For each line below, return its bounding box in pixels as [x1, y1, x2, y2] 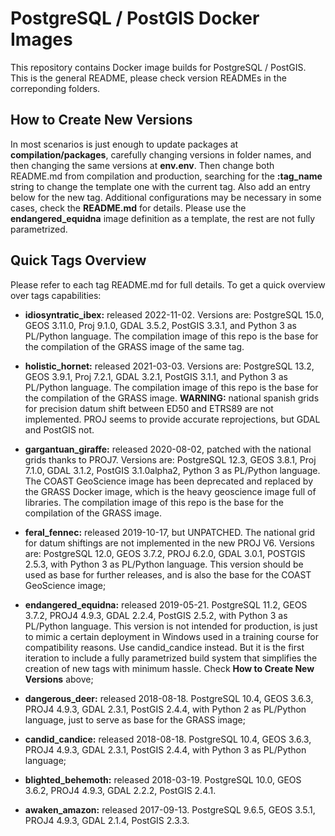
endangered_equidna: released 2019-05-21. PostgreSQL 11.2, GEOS [24, 598, 308, 611]
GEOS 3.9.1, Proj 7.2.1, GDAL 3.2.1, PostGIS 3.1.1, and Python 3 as [24, 370, 288, 382]
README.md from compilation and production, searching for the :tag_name [10, 170, 323, 182]
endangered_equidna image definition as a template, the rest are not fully [10, 212, 316, 224]
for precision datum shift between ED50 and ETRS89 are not [24, 402, 274, 414]
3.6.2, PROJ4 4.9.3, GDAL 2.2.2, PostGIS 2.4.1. [24, 784, 217, 796]
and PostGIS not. [24, 423, 95, 436]
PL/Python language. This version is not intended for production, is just [24, 620, 318, 632]
